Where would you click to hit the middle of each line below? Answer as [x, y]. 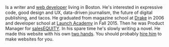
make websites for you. [30, 39]
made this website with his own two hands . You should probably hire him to [83, 34]
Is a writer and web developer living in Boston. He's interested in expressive [84, 7]
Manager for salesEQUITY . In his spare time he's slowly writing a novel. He [83, 28]
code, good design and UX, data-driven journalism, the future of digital [79, 12]
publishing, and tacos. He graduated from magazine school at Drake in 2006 [85, 18]
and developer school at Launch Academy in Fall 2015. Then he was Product [85, 23]
